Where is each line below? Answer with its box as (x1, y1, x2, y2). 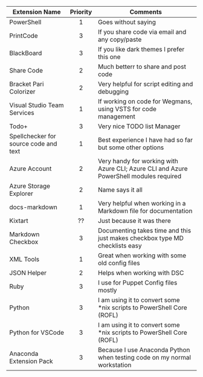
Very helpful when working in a (97, 199, 186, 207)
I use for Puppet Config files (97, 279, 178, 286)
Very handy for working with (97, 157, 178, 165)
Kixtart (9, 217, 28, 225)
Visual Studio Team (9, 101, 65, 109)
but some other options (97, 143, 164, 152)
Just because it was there (97, 217, 171, 225)
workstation (97, 361, 132, 369)
